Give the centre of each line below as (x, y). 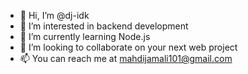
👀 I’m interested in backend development (104, 26)
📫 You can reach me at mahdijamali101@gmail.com (126, 58)
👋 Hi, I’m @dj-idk (54, 15)
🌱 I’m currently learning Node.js (85, 36)
